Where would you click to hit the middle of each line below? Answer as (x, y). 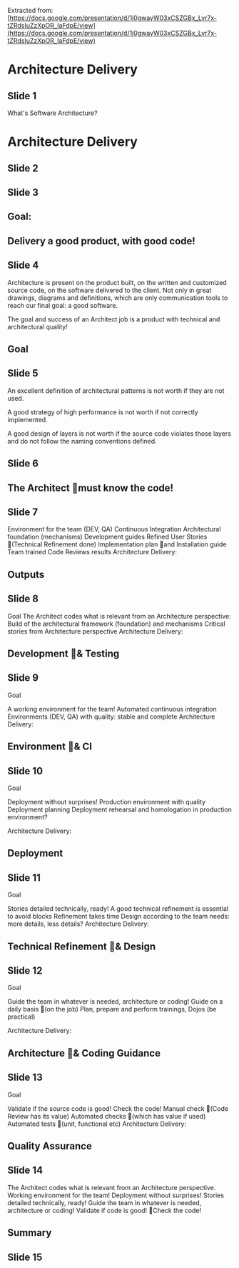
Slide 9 (23, 678)
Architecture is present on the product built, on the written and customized (117, 282)
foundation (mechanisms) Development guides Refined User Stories (107, 537)
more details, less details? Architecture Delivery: (78, 924)
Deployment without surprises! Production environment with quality (106, 802)
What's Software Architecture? (52, 113)
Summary (30, 1233)
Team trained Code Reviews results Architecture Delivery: (92, 552)
